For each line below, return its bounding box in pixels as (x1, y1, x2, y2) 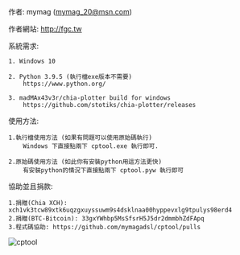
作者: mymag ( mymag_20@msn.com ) (8, 7, 133, 16)
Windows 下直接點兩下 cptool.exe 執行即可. (23, 142, 159, 150)
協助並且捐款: (8, 182, 54, 191)
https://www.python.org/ (23, 80, 106, 88)
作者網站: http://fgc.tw (8, 24, 82, 34)
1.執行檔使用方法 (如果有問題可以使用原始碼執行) (8, 134, 153, 142)
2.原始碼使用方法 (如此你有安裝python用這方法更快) (8, 158, 163, 166)
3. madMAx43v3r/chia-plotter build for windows (8, 94, 172, 102)
